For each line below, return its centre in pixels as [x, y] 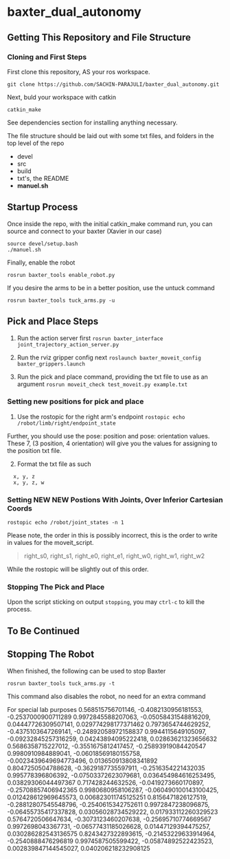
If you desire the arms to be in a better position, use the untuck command [111, 288]
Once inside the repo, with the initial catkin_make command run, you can [110, 223]
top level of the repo [36, 143]
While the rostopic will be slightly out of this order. [78, 569]
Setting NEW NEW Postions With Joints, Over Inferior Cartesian [115, 500]
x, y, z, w [29, 482]
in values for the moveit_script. [50, 543]
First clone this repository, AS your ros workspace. [79, 71]
